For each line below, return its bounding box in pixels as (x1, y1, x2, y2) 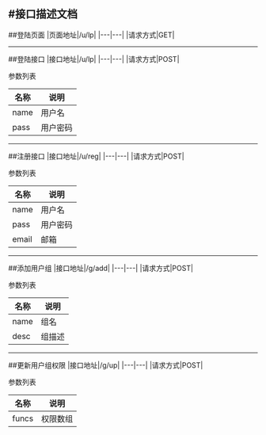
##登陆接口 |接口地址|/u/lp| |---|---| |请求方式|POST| (8, 54, 180, 63)
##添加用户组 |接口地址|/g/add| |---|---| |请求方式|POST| (8, 263, 194, 273)
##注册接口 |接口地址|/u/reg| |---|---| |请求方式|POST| (8, 151, 184, 161)
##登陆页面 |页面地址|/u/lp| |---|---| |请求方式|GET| (8, 30, 175, 40)
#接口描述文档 (8, 7, 78, 21)
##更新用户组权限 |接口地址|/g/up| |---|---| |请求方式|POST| (8, 360, 203, 370)
